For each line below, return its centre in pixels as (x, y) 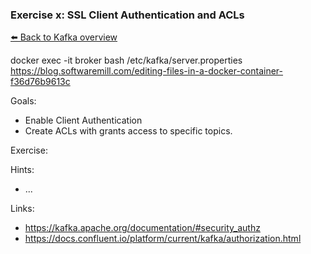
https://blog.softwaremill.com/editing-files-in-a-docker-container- (147, 71)
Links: (22, 209)
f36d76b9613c (40, 82)
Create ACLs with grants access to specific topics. (128, 131)
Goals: (23, 101)
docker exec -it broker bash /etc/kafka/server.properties (126, 60)
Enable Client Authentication (83, 120)
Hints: (22, 170)
